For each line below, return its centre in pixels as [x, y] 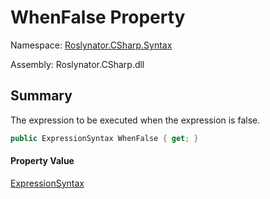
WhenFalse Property [98, 17]
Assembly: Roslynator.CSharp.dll [77, 64]
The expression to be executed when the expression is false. [135, 120]
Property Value [42, 161]
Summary [41, 96]
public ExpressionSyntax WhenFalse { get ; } [104, 138]
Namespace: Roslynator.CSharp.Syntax [91, 45]
